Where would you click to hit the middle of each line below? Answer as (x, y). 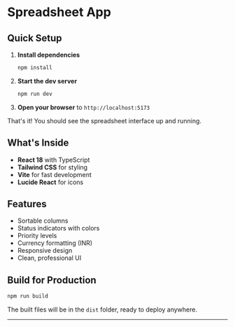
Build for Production (52, 280)
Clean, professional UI (49, 258)
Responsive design (45, 251)
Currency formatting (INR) (55, 243)
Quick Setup (35, 38)
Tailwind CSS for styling (52, 167)
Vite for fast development (55, 174)
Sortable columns (43, 221)
